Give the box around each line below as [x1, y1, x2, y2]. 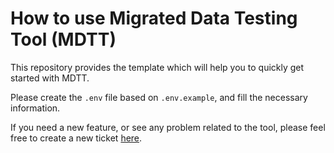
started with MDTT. [10, 72, 90, 84]
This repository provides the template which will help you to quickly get [10, 61, 305, 73]
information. [10, 102, 61, 114]
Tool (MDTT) [10, 28, 117, 51]
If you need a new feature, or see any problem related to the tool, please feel [10, 121, 326, 133]
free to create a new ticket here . [10, 132, 143, 144]
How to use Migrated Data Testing [10, 7, 298, 30]
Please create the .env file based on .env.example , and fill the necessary [10, 91, 308, 103]
